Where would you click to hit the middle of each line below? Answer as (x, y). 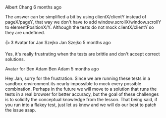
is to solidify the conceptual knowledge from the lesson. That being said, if (81, 99)
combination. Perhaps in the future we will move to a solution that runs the (81, 89)
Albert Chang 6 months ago (33, 7)
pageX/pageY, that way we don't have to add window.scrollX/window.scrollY (83, 22)
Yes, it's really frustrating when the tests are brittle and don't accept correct (83, 54)
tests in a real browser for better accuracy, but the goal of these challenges (82, 94)
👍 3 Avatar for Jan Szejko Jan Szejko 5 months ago (58, 42)
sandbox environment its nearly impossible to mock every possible (73, 84)
